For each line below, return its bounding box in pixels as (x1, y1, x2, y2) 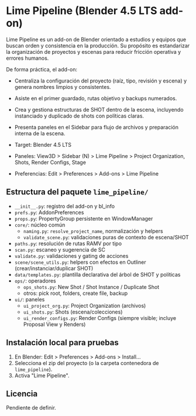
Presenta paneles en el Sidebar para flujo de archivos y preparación (14, 123, 178, 130)
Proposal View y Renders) (23, 321, 86, 328)
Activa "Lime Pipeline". (14, 372, 70, 379)
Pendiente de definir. (6, 404, 57, 411)
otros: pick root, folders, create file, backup (23, 290, 128, 297)
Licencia (6, 389, 38, 398)
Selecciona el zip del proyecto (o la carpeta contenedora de (14, 359, 159, 366)
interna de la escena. (14, 130, 66, 137)
